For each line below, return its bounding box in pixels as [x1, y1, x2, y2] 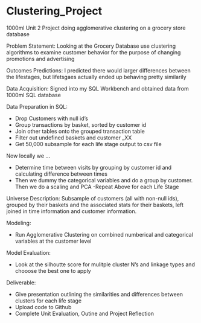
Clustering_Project [6, 4, 103, 18]
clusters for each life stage [14, 297, 82, 304]
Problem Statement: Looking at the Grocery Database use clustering [6, 42, 176, 50]
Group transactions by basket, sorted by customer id [14, 121, 147, 128]
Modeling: [6, 219, 31, 226]
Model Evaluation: [6, 249, 51, 256]
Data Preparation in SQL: [6, 103, 68, 110]
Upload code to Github [14, 303, 72, 310]
